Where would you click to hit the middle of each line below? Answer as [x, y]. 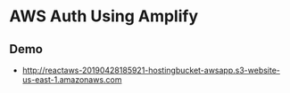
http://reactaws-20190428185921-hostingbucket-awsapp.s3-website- [151, 70]
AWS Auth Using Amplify [104, 16]
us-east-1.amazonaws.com [72, 80]
